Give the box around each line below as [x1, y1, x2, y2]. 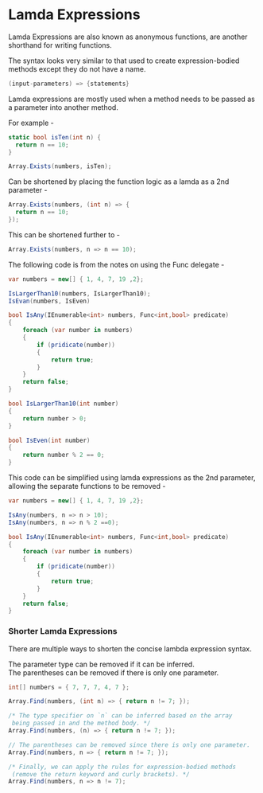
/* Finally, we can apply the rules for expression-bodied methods [8, 763, 237, 771]
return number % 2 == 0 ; [22, 451, 105, 459]
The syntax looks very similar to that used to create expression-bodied [8, 56, 240, 65]
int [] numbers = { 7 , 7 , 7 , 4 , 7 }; [8, 683, 130, 691]
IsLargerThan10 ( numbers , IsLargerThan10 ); [8, 289, 151, 298]
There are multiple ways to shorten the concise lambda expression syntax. [8, 643, 252, 654]
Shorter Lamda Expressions [8, 626, 118, 637]
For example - [8, 118, 54, 127]
